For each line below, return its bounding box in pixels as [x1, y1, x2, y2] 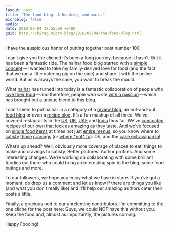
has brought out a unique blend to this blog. [5, 97, 97, 103]
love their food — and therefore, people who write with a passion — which [5, 92, 157, 97]
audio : [5, 21, 19, 27]
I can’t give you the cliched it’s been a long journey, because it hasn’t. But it [5, 55, 162, 61]
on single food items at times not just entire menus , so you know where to [5, 128, 159, 134]
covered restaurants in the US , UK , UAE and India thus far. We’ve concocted [5, 118, 164, 123]
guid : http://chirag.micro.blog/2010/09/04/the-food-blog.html [5, 31, 142, 36]
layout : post [5, 7, 33, 13]
